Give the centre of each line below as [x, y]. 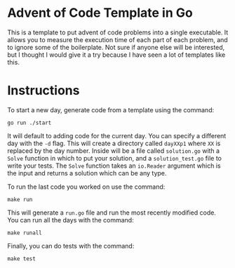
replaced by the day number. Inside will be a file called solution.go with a [113, 150]
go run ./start [29, 123]
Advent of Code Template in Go [100, 13]
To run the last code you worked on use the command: [86, 187]
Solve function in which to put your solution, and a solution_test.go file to [115, 158]
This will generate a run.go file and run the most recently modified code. [112, 213]
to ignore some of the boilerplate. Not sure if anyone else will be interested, [116, 47]
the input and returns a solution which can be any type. [87, 173]
